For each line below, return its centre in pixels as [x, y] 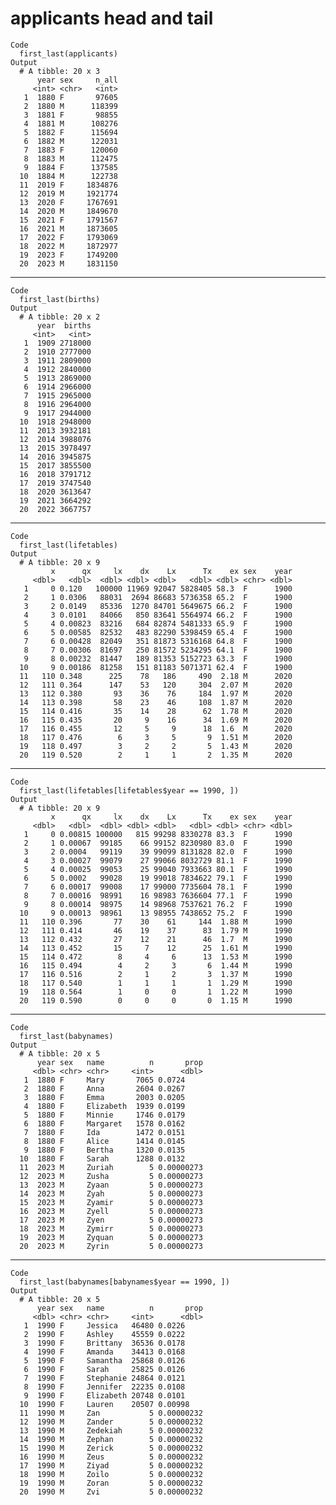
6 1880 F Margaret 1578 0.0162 [104, 1123]
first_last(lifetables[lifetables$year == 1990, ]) [129, 790]
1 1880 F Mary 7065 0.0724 [104, 1080]
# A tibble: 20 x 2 [60, 317]
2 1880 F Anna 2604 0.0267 [104, 1088]
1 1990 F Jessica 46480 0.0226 [104, 1325]
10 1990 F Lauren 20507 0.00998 [104, 1404]
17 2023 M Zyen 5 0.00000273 [111, 1220]
